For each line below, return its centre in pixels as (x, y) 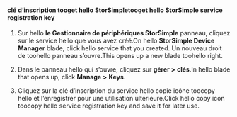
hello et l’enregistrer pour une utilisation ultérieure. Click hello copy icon (121, 99)
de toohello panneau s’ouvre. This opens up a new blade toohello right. (120, 56)
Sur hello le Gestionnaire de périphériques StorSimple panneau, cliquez (124, 33)
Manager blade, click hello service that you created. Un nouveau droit (120, 48)
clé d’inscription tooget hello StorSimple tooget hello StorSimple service (115, 10)
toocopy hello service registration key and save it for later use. (108, 106)
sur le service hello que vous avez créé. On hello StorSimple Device (116, 41)
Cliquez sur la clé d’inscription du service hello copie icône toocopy (116, 91)
